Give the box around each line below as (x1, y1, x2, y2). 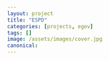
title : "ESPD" (7, 17, 48, 23)
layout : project (7, 10, 53, 17)
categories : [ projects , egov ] (7, 23, 94, 30)
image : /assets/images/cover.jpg (7, 36, 103, 43)
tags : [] (7, 29, 32, 37)
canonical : (7, 42, 38, 49)
